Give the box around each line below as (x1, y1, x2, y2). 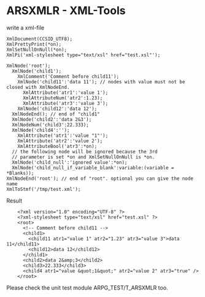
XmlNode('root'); (6, 63, 51, 69)
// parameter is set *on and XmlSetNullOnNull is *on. (12, 154, 155, 160)
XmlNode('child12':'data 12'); (17, 106, 98, 112)
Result (6, 197, 23, 204)
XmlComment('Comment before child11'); (17, 73, 120, 80)
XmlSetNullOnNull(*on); (6, 47, 68, 53)
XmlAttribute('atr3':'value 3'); (22, 100, 109, 106)
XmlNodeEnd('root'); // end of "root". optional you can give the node (6, 175, 193, 182)
